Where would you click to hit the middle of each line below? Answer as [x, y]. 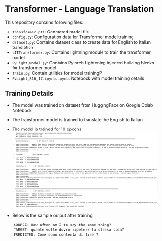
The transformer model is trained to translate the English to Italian [77, 119]
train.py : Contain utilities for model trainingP [57, 73]
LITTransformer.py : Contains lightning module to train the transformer [81, 52]
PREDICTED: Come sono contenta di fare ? [56, 235]
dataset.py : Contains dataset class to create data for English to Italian [81, 42]
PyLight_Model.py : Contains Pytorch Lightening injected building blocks [83, 63]
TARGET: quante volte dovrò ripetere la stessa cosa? [69, 230]
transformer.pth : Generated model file [51, 32]
